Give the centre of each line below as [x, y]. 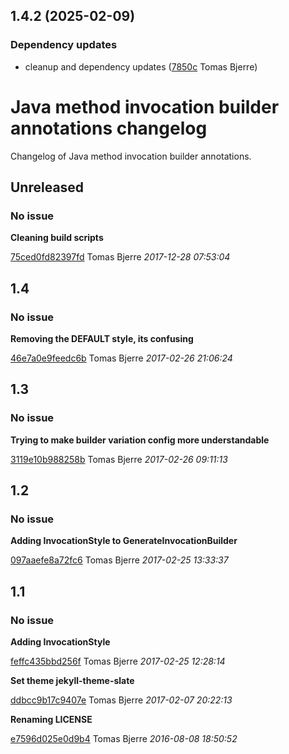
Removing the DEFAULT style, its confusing [102, 338]
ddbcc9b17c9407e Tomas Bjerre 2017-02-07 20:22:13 [121, 700]
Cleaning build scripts [57, 238]
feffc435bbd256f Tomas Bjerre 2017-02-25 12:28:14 [118, 661]
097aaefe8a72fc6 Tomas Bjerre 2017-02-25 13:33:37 [119, 560]
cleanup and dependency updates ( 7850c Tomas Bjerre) [141, 66]
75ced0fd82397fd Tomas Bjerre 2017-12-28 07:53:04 [120, 257]
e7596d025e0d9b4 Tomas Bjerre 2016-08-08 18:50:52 [124, 739]
